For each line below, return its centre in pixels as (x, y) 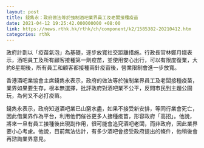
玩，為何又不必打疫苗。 (36, 96)
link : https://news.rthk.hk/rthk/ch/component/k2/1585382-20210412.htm (99, 29)
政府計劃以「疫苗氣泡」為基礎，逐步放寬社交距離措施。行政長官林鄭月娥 (97, 53)
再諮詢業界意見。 (28, 139)
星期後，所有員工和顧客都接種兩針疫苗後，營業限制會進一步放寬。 (97, 68)
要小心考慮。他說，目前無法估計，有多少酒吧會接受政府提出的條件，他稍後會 (102, 132)
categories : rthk (28, 35)
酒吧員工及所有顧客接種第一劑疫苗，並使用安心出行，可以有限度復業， (104, 60)
